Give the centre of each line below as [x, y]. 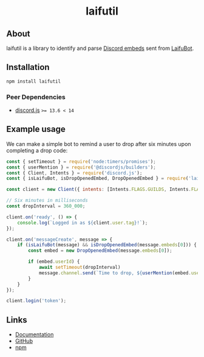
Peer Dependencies [36, 97]
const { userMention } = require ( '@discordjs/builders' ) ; [81, 167]
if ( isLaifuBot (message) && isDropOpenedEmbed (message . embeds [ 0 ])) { [107, 245]
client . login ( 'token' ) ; [36, 301]
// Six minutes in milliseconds [47, 201]
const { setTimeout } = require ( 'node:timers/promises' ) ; [81, 161]
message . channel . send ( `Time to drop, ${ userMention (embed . [115, 273]
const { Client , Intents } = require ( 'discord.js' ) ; [74, 173]
